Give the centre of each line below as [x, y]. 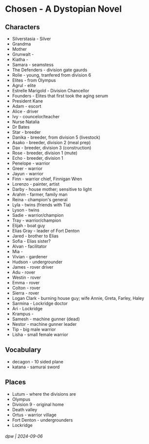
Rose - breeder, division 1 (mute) [45, 153]
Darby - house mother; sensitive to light [52, 189]
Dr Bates [21, 127]
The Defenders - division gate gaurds [50, 70]
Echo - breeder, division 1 [37, 158]
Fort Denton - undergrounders [42, 420]
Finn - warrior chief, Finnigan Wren [47, 179]
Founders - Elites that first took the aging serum [60, 96]
